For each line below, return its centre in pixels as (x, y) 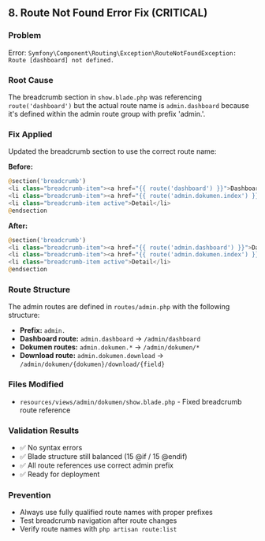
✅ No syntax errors (51, 447)
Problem (25, 35)
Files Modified (36, 384)
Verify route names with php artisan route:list (98, 529)
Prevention (30, 494)
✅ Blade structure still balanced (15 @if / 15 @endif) (103, 456)
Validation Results (44, 431)
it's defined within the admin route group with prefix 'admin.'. (107, 114)
